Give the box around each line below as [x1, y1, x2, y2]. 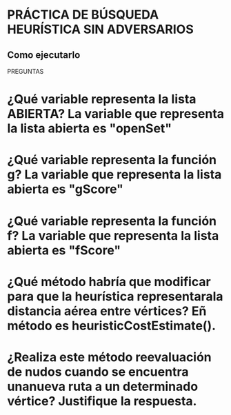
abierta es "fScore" [7, 242, 121, 258]
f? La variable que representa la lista [7, 227, 219, 243]
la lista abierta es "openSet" [7, 121, 172, 136]
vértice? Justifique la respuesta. [7, 393, 197, 409]
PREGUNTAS [7, 68, 44, 75]
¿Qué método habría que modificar [7, 274, 212, 290]
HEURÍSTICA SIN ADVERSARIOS [7, 21, 194, 37]
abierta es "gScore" [7, 181, 124, 197]
